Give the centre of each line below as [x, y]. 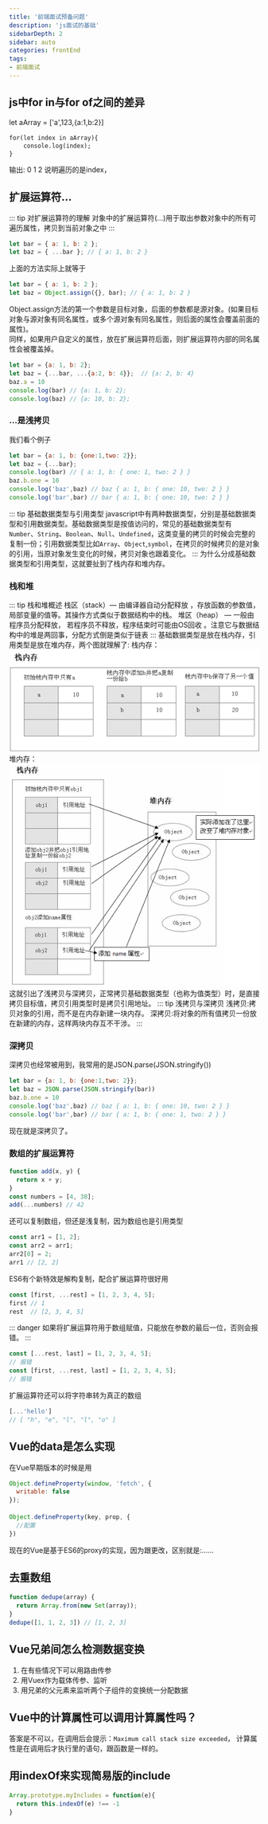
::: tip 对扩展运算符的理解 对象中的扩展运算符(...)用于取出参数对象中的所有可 [133, 218]
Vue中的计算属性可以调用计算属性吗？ [103, 1718]
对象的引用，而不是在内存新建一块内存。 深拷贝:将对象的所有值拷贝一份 [132, 1013]
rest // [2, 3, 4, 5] [47, 1312]
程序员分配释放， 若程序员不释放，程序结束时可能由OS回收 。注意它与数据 [131, 625]
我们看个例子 [30, 439]
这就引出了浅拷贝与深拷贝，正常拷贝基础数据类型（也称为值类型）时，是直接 [134, 993]
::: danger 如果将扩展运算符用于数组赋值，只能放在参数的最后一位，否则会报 [134, 1328]
